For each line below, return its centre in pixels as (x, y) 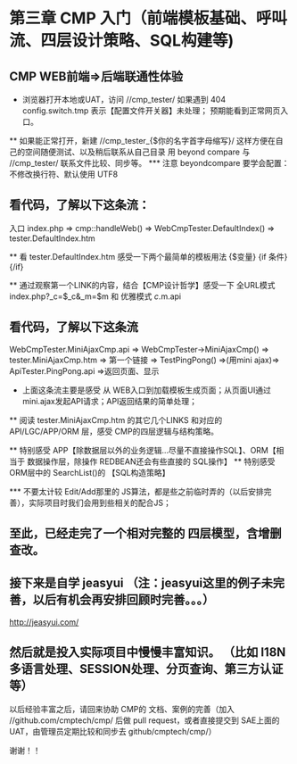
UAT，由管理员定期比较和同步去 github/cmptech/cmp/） (113, 731)
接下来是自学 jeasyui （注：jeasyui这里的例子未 (141, 583)
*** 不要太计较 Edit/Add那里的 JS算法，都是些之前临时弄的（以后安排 (137, 491)
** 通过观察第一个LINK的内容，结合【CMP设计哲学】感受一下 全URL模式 (142, 285)
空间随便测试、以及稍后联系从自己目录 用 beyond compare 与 (137, 152)
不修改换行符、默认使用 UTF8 (64, 174)
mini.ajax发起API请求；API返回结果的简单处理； (110, 401)
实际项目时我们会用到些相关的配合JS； (99, 502)
